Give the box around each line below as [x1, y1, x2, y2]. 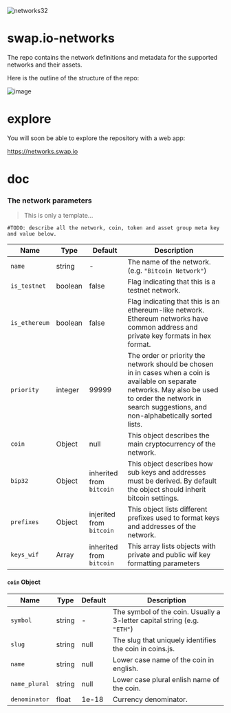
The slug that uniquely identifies [112, 635, 217, 645]
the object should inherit [127, 485, 206, 495]
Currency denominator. [112, 694, 188, 704]
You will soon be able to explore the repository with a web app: [7, 134, 186, 142]
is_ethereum [10, 319, 50, 327]
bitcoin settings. [127, 493, 179, 503]
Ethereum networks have [127, 314, 208, 324]
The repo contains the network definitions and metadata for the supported [7, 53, 218, 61]
